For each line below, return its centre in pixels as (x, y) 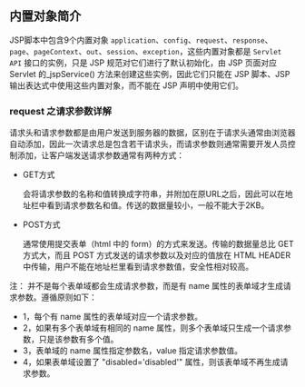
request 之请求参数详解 (60, 111)
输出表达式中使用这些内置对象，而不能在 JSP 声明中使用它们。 (126, 85)
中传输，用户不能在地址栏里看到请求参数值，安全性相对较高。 (138, 267)
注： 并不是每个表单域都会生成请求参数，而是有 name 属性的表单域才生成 (147, 286)
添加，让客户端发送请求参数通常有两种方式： (100, 155)
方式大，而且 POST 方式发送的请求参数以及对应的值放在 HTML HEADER (157, 255)
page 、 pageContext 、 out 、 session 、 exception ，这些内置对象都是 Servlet (146, 51)
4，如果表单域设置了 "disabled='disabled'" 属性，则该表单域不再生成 (152, 362)
